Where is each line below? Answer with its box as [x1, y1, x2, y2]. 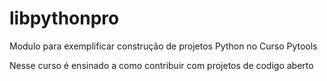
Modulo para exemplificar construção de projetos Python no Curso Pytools [9, 40, 318, 52]
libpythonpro [9, 7, 120, 30]
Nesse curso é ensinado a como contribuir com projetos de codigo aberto [9, 59, 314, 71]
